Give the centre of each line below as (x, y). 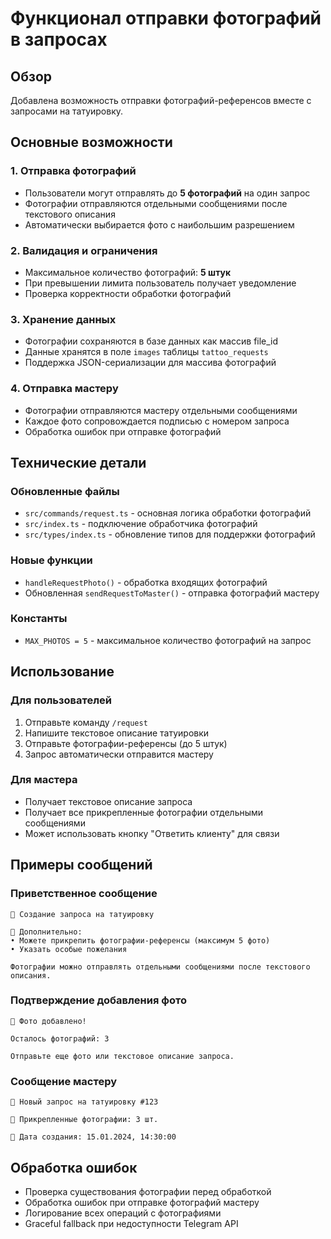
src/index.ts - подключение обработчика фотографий (141, 524)
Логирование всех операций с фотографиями (123, 1213)
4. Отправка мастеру (64, 389)
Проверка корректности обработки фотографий (128, 293)
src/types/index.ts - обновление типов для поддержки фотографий (170, 534)
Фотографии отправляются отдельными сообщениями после (156, 203)
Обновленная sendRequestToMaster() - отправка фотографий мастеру (172, 593)
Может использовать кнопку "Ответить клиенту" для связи (152, 833)
